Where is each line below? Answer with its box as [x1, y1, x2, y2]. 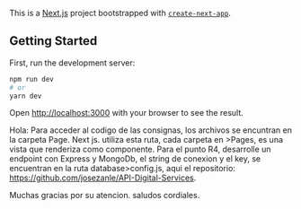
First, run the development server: [9, 57, 136, 68]
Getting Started [9, 33, 98, 48]
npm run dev [9, 74, 54, 83]
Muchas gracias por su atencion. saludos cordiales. [9, 190, 200, 201]
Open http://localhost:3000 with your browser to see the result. [9, 108, 244, 118]
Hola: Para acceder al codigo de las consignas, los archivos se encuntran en [9, 125, 292, 135]
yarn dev [9, 91, 42, 100]
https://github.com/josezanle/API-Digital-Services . [9, 172, 197, 183]
